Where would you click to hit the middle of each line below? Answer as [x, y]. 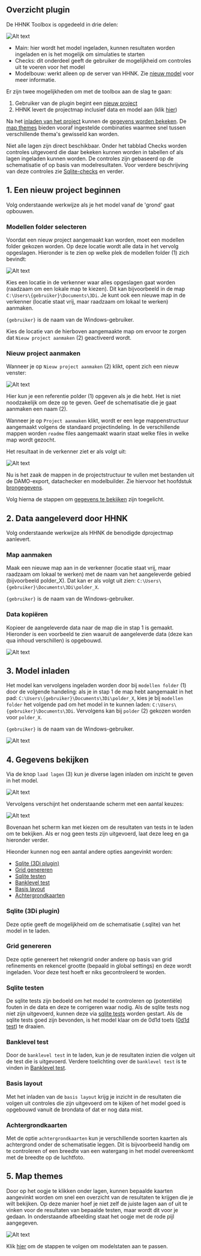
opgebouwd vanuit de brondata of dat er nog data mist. [75, 1109]
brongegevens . [25, 488]
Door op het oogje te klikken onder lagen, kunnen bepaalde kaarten [89, 1191]
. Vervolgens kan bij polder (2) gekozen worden [132, 711]
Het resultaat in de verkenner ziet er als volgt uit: [66, 452]
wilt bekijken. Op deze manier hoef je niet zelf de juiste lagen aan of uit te [97, 1204]
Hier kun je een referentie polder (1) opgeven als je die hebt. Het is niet [94, 396]
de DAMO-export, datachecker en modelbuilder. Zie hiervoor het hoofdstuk [99, 481]
